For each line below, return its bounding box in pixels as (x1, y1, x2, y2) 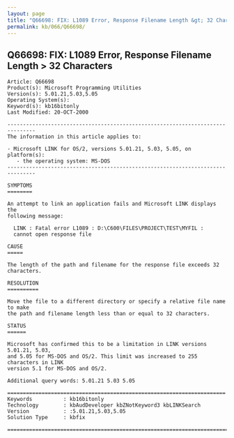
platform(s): (7, 151, 45, 159)
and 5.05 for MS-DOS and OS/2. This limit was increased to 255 (7, 353, 198, 360)
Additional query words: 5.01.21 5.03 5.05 (7, 377, 136, 384)
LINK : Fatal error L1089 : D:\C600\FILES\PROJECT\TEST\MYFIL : (13, 225, 204, 232)
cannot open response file (13, 231, 92, 238)
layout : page (7, 10, 45, 17)
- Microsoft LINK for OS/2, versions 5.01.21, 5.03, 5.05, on (7, 146, 192, 153)
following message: (7, 213, 64, 220)
